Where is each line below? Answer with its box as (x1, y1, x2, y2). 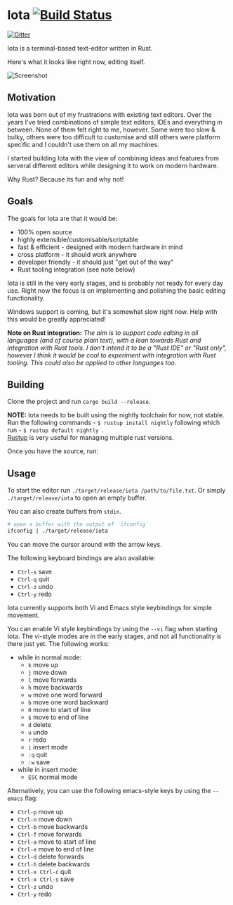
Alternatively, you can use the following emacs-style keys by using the (7, 786, 211, 795)
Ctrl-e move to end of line (17, 844, 95, 853)
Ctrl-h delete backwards (17, 859, 91, 868)
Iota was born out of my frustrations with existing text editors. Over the (7, 110, 212, 119)
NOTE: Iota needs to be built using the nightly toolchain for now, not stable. (7, 411, 225, 419)
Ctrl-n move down (17, 815, 72, 823)
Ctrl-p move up (17, 807, 64, 816)
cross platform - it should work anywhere (17, 250, 137, 258)
